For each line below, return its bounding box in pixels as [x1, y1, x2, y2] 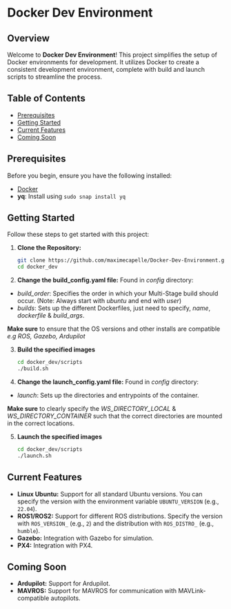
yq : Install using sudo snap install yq [17, 192, 126, 200]
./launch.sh [17, 452, 52, 459]
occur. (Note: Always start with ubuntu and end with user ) [17, 297, 181, 305]
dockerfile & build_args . [17, 311, 85, 320]
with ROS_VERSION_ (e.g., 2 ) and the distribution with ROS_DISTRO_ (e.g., [17, 519, 214, 528]
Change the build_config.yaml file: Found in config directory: [17, 276, 194, 284]
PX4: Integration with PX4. [17, 541, 93, 550]
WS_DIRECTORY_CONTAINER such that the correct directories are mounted [7, 412, 223, 420]
